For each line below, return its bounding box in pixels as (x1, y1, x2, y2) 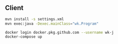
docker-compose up (5, 34, 42, 39)
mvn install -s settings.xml (5, 16, 64, 21)
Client (5, 4, 24, 12)
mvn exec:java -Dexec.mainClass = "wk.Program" (5, 21, 99, 26)
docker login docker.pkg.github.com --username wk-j (5, 30, 114, 35)
